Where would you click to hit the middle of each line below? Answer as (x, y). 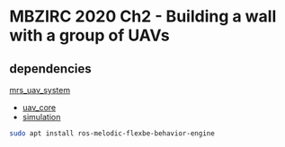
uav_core (39, 108)
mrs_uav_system (40, 90)
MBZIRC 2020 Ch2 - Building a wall (143, 17)
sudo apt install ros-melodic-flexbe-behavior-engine (112, 134)
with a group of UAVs (89, 35)
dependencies (50, 69)
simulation (41, 117)
